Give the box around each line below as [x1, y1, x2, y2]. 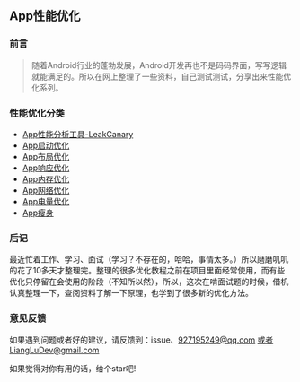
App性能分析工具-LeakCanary [22, 128, 134, 139]
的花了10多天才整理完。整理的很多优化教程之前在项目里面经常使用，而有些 [9, 265, 286, 276]
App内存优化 [22, 173, 70, 184]
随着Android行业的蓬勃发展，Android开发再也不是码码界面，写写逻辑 [31, 59, 287, 70]
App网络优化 [22, 185, 70, 195]
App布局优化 [22, 151, 70, 161]
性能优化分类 [9, 107, 66, 119]
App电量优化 [22, 195, 70, 206]
